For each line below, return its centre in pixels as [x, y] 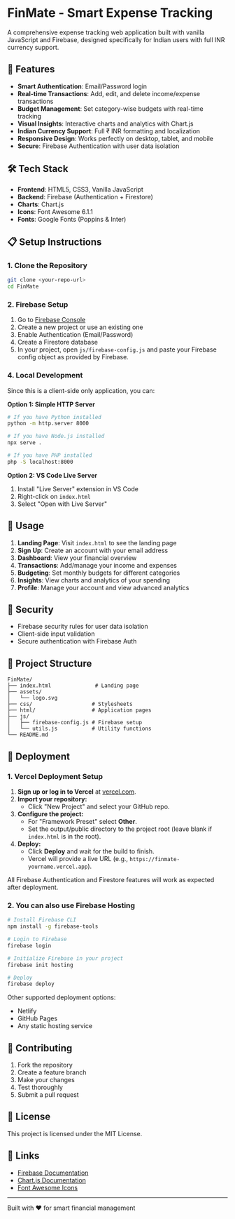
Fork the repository [45, 1065]
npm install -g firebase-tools [53, 927]
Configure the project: [50, 814]
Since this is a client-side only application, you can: [81, 390]
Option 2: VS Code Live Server [52, 475]
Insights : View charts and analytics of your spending [93, 580]
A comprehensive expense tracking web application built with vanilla [106, 32]
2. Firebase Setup [38, 305]
